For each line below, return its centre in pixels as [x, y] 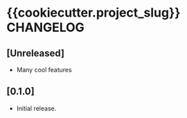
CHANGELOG [45, 27]
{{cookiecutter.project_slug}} [93, 13]
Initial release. [36, 108]
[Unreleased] [36, 53]
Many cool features [44, 70]
